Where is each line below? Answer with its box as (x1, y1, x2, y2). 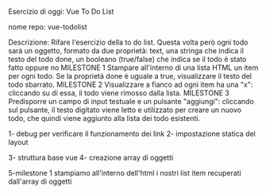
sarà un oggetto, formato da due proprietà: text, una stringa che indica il (8, 46, 245, 55)
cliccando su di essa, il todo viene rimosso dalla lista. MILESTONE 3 (8, 88, 230, 98)
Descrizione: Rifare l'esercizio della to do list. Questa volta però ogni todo (8, 37, 249, 47)
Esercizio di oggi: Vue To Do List (8, 7, 114, 16)
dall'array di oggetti (8, 177, 72, 186)
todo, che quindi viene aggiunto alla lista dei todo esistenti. (8, 114, 201, 122)
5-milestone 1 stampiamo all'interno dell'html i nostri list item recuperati (8, 169, 242, 177)
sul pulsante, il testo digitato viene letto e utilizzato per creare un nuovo (8, 105, 242, 114)
